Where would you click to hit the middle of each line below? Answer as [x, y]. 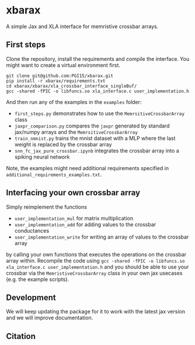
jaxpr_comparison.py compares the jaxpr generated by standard [92, 126]
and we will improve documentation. [50, 318]
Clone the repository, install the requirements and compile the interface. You [98, 58]
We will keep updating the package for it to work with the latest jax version [96, 312]
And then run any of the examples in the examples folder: [74, 102]
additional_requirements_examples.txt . [54, 174]
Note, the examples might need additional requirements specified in [88, 168]
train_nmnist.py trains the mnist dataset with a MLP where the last [95, 138]
